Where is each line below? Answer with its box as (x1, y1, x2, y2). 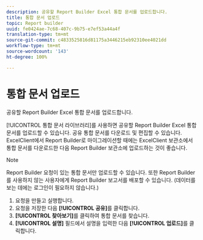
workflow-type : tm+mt (6, 43, 61, 49)
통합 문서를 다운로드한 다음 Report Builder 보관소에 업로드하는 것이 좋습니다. (6, 144, 188, 152)
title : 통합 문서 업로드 (6, 15, 61, 21)
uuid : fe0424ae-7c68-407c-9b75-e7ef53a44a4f (6, 25, 121, 32)
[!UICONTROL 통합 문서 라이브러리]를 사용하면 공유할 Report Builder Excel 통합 (6, 121, 197, 128)
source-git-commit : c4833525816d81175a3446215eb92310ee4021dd (6, 37, 167, 43)
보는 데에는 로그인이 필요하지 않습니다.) (6, 184, 99, 191)
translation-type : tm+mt (6, 32, 69, 38)
